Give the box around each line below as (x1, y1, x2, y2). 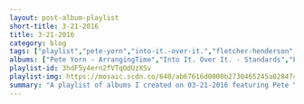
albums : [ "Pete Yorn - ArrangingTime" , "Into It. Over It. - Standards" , (9, 55, 290, 64)
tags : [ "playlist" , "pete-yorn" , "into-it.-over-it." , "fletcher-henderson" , (9, 47, 298, 56)
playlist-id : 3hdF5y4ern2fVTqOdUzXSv (9, 64, 152, 73)
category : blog (9, 38, 67, 48)
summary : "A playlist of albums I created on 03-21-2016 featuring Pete (9, 80, 290, 90)
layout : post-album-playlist (9, 13, 119, 23)
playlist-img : (9, 72, 63, 81)
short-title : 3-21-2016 (9, 22, 100, 31)
